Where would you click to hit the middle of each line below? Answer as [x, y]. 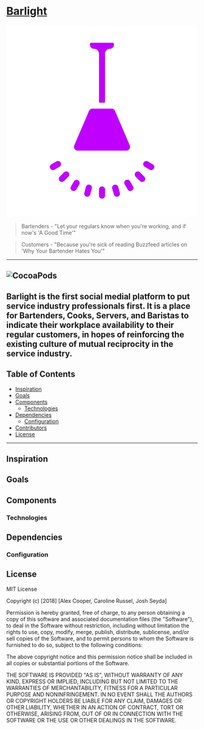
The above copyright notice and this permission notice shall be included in [99, 657]
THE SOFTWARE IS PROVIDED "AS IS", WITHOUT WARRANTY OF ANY [95, 675]
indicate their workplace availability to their [90, 325]
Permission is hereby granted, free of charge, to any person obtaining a [96, 612]
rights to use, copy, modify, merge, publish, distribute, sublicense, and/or [98, 632]
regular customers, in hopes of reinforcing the [95, 334]
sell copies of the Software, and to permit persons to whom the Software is [100, 638]
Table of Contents [41, 375]
